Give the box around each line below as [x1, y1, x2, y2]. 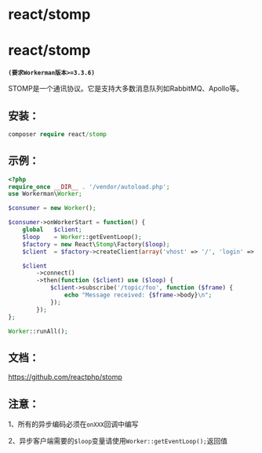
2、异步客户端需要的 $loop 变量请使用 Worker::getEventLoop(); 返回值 [8, 436, 227, 445]
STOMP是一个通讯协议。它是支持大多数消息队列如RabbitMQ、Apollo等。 [8, 84, 243, 94]
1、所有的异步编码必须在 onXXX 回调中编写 [8, 419, 139, 429]
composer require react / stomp [8, 130, 107, 138]
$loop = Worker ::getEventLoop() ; [22, 233, 143, 241]
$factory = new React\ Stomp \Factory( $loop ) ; [22, 240, 170, 249]
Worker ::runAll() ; [8, 327, 68, 335]
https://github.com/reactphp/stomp [8, 372, 123, 382]
